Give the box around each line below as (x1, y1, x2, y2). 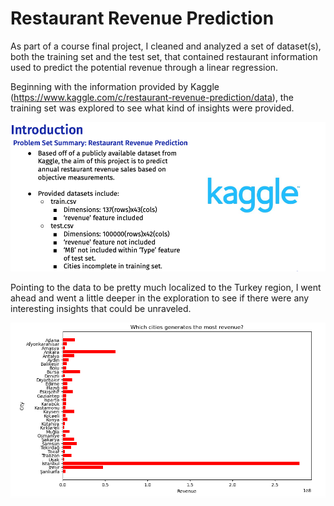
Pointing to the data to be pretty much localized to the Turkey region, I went (10, 282, 322, 294)
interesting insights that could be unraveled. (10, 303, 192, 315)
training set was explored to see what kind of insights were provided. (10, 102, 295, 114)
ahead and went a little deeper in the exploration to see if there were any (10, 292, 310, 304)
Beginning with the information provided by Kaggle (10, 80, 220, 92)
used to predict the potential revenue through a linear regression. (10, 61, 279, 73)
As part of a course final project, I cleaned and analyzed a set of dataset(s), (10, 40, 322, 52)
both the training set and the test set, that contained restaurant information (10, 50, 318, 62)
